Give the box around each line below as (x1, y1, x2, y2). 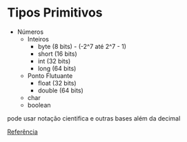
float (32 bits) (37, 79, 77, 87)
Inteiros (27, 34, 50, 43)
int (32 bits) (37, 57, 71, 65)
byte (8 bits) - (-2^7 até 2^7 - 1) (37, 42, 126, 50)
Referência (7, 128, 38, 136)
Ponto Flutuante (27, 71, 73, 80)
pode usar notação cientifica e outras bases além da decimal (7, 114, 181, 122)
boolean (27, 101, 51, 109)
